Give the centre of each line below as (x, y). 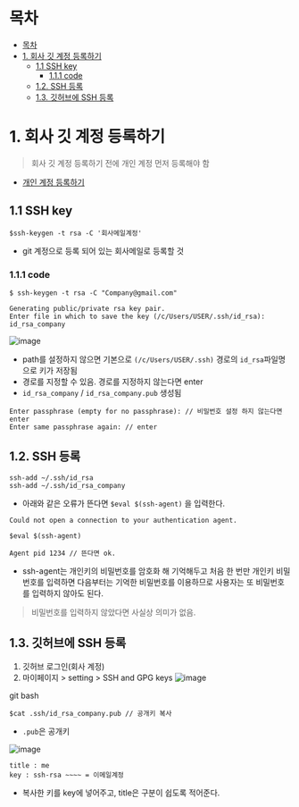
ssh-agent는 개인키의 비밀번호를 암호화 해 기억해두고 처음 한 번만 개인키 (148, 571)
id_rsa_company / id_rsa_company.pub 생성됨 (102, 392)
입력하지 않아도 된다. (68, 593)
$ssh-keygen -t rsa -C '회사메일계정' (76, 233)
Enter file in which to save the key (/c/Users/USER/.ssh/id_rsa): (137, 316)
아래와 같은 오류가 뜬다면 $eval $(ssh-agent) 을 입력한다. (124, 503)
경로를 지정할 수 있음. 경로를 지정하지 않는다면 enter (112, 382)
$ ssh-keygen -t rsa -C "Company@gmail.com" (93, 293)
